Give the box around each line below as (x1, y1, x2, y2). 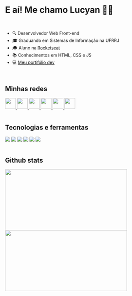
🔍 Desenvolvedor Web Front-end (12, 30, 79, 36)
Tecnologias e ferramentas (5, 124, 89, 132)
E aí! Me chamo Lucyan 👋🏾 (5, 4, 113, 16)
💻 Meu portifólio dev (12, 59, 55, 65)
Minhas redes (5, 85, 48, 93)
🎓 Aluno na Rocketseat (12, 45, 60, 51)
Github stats (5, 156, 43, 165)
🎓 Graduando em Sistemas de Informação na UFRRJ (12, 37, 119, 43)
